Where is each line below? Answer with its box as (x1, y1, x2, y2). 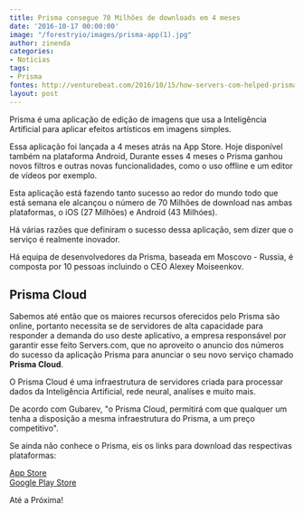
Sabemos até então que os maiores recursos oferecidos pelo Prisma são (9, 311, 280, 322)
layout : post (9, 89, 59, 98)
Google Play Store (9, 477, 77, 489)
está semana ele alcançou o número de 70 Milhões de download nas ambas (9, 196, 292, 208)
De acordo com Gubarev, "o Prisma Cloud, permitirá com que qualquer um (9, 404, 288, 414)
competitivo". (9, 423, 59, 434)
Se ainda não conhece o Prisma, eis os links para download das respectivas (9, 441, 292, 451)
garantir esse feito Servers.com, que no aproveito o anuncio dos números (9, 340, 284, 351)
